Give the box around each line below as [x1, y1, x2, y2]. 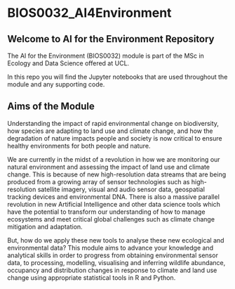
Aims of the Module [7, 101, 95, 113]
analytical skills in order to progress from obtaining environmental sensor [7, 251, 219, 259]
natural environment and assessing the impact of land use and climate [7, 162, 210, 171]
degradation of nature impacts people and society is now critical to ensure [7, 134, 222, 142]
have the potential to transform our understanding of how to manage [7, 207, 206, 216]
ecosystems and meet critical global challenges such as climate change [7, 214, 215, 223]
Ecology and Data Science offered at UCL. [7, 59, 130, 68]
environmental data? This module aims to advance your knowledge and [7, 243, 214, 252]
